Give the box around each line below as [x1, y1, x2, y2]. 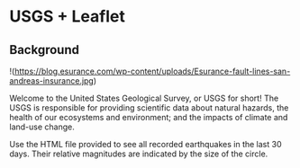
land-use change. [9, 121, 75, 132]
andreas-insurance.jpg [9, 75, 95, 86]
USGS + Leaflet [9, 6, 126, 27]
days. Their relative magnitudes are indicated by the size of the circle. [9, 148, 268, 159]
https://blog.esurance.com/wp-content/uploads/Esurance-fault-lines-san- [14, 66, 291, 76]
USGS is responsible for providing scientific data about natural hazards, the [9, 102, 289, 113]
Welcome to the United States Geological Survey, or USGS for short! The [9, 93, 279, 103]
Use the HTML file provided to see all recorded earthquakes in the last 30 [9, 139, 282, 149]
